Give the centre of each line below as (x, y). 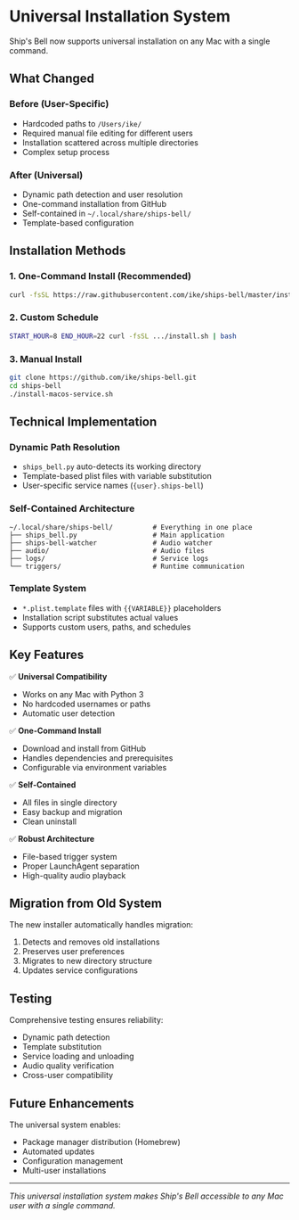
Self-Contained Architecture (72, 508)
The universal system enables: (65, 1125)
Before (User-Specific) (59, 104)
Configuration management (73, 1161)
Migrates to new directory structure (87, 961)
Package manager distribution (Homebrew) (101, 1142)
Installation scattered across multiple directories (110, 142)
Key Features (47, 655)
